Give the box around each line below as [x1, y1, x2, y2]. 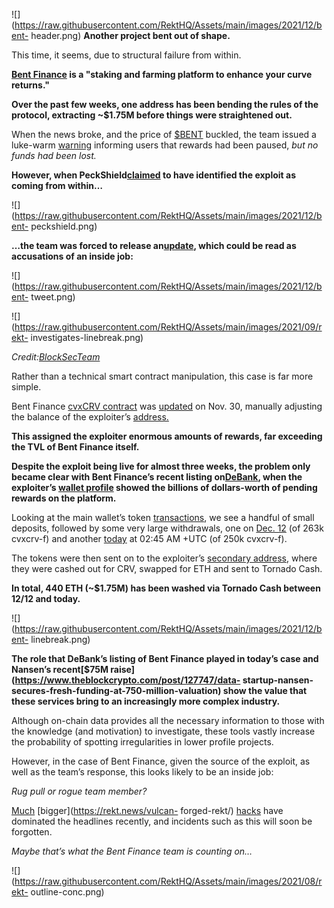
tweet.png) [30, 291, 76, 303]
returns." [11, 79, 50, 91]
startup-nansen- [242, 674, 314, 686]
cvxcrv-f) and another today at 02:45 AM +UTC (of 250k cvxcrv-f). [11, 533, 288, 544]
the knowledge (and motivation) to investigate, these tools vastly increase [11, 725, 316, 737]
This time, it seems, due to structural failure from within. [11, 49, 242, 61]
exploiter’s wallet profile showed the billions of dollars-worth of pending [11, 482, 318, 493]
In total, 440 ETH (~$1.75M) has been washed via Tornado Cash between [11, 582, 321, 594]
